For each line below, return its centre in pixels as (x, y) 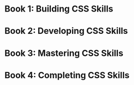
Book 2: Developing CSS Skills (66, 31)
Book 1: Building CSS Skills (59, 9)
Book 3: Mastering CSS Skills (64, 53)
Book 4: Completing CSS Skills (67, 75)
